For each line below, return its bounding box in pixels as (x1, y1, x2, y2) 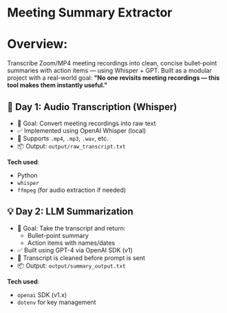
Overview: (7, 36, 68, 52)
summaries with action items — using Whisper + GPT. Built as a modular (7, 67, 212, 75)
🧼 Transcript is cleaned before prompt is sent (17, 253, 146, 262)
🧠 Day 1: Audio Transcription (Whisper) (7, 101, 177, 113)
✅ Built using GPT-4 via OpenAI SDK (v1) (17, 246, 133, 254)
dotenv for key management (17, 298, 96, 306)
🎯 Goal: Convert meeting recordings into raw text (17, 119, 156, 127)
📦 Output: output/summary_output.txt (17, 261, 126, 270)
